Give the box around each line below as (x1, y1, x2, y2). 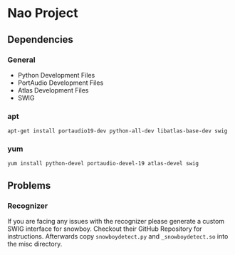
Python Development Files (17, 71, 95, 79)
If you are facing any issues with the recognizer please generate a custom (7, 217, 225, 226)
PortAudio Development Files (17, 78, 104, 87)
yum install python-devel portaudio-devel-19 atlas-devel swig (7, 160, 199, 167)
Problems (7, 179, 51, 192)
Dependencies (7, 33, 73, 46)
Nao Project (7, 5, 78, 21)
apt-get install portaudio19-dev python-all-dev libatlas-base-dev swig (7, 127, 228, 135)
